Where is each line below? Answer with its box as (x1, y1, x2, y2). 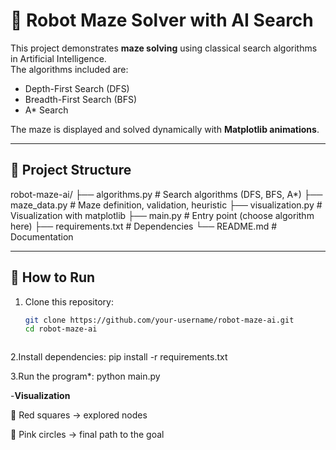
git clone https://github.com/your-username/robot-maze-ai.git (24, 315, 295, 325)
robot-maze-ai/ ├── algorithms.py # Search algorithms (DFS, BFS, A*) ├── (10, 188, 323, 200)
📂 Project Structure (10, 162, 132, 179)
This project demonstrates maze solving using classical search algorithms (10, 42, 318, 54)
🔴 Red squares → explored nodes (10, 409, 148, 421)
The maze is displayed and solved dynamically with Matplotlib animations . (10, 123, 320, 135)
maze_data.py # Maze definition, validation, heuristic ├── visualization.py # (10, 199, 323, 211)
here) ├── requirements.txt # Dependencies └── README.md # (10, 220, 278, 232)
